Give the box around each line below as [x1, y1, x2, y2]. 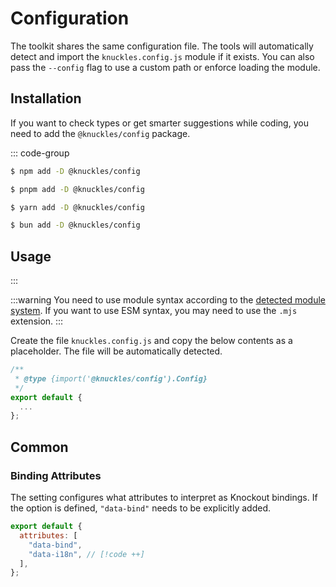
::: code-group [10, 147, 70, 159]
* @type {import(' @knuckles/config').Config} [14, 373, 208, 384]
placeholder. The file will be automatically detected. [10, 345, 223, 357]
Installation [10, 90, 82, 107]
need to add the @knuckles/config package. [10, 127, 191, 139]
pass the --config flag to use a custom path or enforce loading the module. [10, 61, 321, 73]
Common [10, 438, 69, 456]
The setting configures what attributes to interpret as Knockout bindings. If [10, 492, 318, 503]
